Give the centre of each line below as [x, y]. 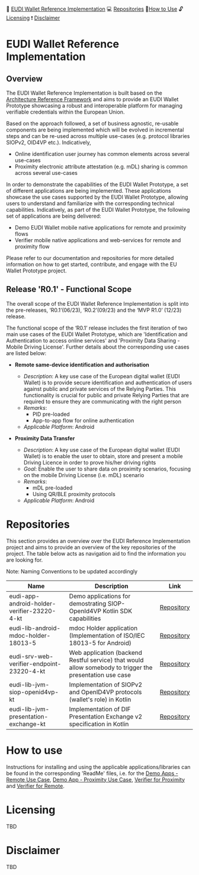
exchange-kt [27, 724]
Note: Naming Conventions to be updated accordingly [72, 571]
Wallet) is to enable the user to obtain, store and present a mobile [103, 456]
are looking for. [25, 560]
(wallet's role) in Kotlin [100, 700]
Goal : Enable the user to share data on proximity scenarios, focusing [107, 469]
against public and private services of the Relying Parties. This [100, 388]
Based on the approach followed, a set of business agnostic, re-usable [92, 123]
